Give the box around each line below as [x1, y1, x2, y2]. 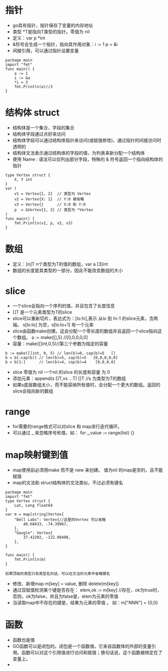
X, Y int [14, 177, 33, 182]
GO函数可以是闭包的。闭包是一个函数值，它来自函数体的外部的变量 [12, 643, 152, 649]
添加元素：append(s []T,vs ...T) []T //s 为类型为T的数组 [12, 375, 126, 381]
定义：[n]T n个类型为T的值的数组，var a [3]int [12, 261, 108, 267]
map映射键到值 [5, 449, 68, 460]
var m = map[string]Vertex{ [5, 511, 64, 517]
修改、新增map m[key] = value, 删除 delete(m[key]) [12, 581, 119, 587]
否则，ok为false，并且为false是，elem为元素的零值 [12, 593, 119, 599]
